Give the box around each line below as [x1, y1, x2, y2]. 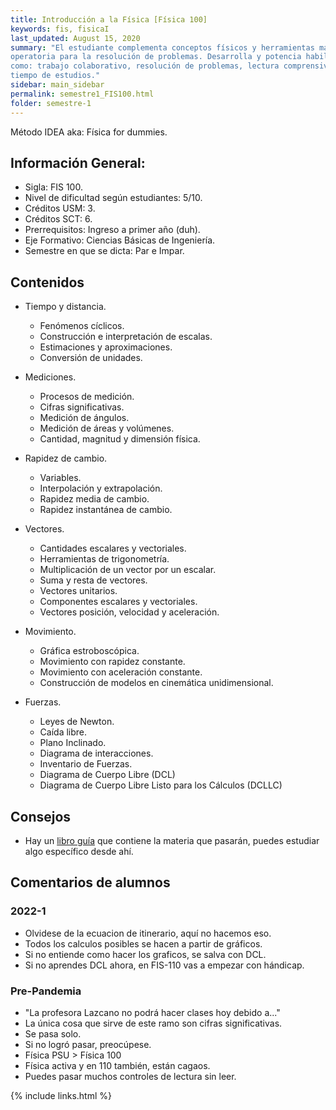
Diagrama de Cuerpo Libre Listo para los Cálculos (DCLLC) [39, 779, 283, 791]
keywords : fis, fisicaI [10, 24, 110, 34]
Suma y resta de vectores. [39, 574, 148, 586]
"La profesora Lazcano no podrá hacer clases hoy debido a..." [24, 1006, 281, 1018]
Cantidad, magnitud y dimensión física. [39, 433, 201, 445]
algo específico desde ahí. [24, 845, 134, 857]
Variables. [39, 472, 82, 484]
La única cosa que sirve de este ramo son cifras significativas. [24, 1017, 283, 1029]
